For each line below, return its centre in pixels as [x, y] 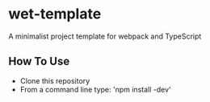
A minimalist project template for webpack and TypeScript [105, 36]
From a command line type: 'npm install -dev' [95, 89]
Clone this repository [55, 80]
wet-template [55, 14]
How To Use [39, 61]
